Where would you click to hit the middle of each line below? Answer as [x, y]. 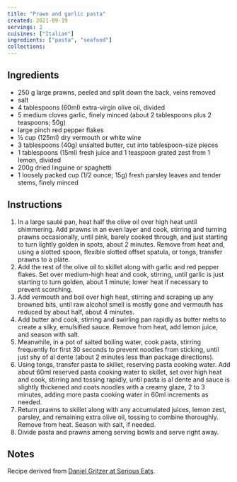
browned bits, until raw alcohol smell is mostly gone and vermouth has [120, 304]
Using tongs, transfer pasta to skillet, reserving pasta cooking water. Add [124, 364]
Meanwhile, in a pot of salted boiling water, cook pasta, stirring [109, 342]
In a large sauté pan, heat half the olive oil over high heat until [107, 222]
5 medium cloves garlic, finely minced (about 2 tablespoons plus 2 [115, 114]
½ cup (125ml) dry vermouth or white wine [79, 137]
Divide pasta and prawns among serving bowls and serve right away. [118, 432]
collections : [27, 47]
